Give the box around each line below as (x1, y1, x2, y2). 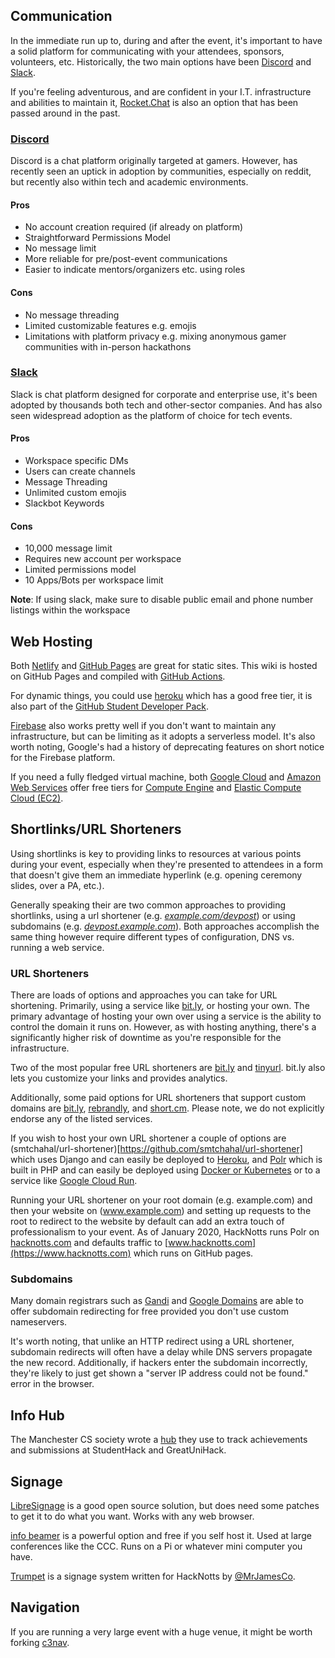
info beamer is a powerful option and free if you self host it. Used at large (10, 1530, 312, 1542)
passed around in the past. (10, 107, 121, 119)
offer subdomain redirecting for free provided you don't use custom (10, 1305, 290, 1318)
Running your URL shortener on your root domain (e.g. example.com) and (10, 1194, 313, 1206)
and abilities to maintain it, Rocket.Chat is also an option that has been (10, 96, 299, 108)
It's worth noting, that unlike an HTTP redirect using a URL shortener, (10, 1335, 295, 1348)
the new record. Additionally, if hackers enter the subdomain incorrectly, (10, 1357, 308, 1369)
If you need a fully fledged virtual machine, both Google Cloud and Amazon (10, 771, 322, 783)
